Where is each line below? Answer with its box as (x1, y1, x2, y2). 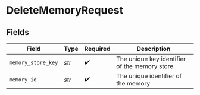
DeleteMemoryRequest (6, 4, 124, 17)
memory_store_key (9, 59, 58, 66)
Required (84, 45, 111, 53)
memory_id (9, 77, 37, 83)
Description (136, 45, 171, 53)
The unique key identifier (115, 55, 186, 63)
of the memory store (115, 62, 174, 70)
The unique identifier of (115, 72, 182, 80)
